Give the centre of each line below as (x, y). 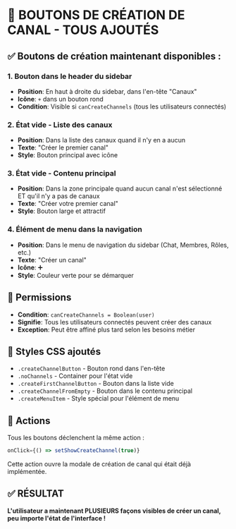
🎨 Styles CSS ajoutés (54, 352)
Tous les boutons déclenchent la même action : (76, 438)
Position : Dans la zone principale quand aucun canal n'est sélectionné (120, 189)
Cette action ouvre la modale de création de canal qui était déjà (99, 464)
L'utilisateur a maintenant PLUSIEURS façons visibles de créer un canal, (114, 511)
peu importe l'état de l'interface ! (57, 518)
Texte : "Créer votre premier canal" (68, 204)
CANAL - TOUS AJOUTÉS (83, 30)
